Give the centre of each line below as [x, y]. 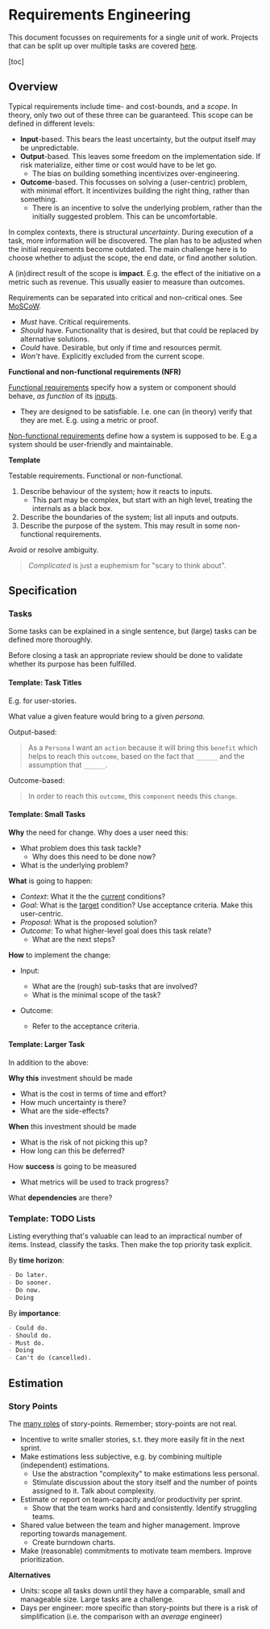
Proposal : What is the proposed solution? [88, 922]
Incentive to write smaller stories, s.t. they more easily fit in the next [132, 1439]
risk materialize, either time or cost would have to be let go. [118, 165]
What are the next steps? [73, 939]
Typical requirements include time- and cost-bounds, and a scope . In [123, 106]
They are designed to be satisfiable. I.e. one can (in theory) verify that [136, 411]
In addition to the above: [49, 1062]
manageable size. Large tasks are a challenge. [97, 1599]
